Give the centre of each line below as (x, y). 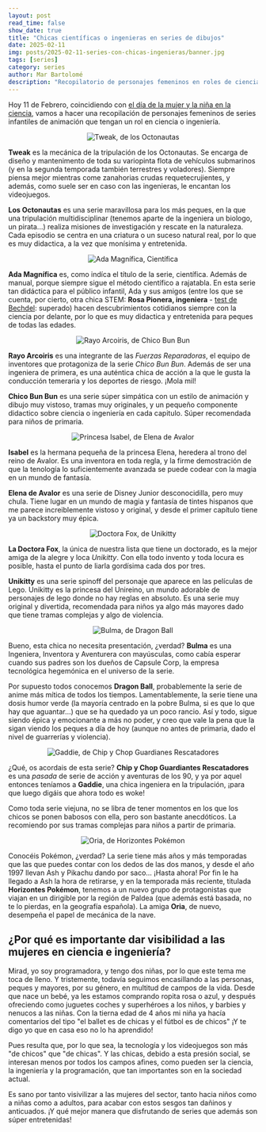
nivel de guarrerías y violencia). (59, 737)
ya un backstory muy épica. (53, 518)
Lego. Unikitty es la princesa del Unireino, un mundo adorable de (114, 589)
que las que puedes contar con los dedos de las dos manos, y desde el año (131, 864)
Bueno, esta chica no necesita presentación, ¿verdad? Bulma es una (120, 645)
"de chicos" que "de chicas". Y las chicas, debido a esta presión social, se (129, 1054)
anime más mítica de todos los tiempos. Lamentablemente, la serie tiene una (133, 694)
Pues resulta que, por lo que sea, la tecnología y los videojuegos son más (128, 1046)
